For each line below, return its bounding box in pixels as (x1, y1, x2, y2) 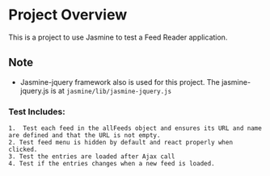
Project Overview (8, 6, 128, 24)
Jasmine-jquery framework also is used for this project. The (19, 77, 221, 86)
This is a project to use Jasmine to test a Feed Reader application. (8, 32, 228, 42)
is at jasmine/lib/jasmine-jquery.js (50, 86, 172, 95)
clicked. (8, 145, 38, 154)
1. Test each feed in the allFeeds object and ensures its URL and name (8, 124, 263, 132)
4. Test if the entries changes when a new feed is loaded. (8, 160, 216, 168)
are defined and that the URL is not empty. (8, 132, 161, 140)
